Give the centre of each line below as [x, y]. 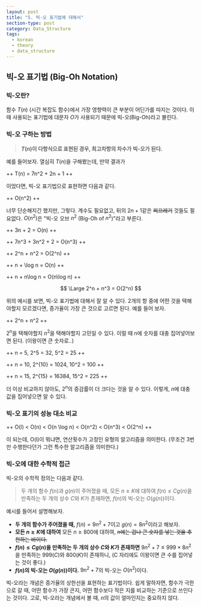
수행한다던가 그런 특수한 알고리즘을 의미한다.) [65, 447]
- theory [22, 46]
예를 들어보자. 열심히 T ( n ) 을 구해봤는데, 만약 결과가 [66, 161]
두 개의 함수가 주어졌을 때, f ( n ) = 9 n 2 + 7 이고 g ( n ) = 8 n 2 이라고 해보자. [97, 524]
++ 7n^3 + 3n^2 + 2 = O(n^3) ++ [46, 242]
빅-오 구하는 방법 [29, 134]
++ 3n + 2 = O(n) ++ [31, 230]
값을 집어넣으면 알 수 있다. [37, 396]
